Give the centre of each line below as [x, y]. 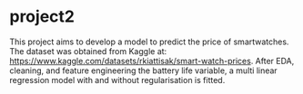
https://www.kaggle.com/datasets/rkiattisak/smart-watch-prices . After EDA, [152, 61]
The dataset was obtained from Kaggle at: [88, 51]
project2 [42, 17]
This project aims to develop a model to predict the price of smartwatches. [149, 42]
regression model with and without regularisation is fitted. [117, 80]
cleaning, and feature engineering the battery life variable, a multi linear [143, 70]
